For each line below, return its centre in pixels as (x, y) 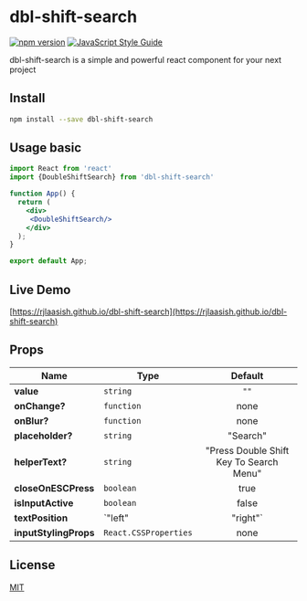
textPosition (41, 518)
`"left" (116, 518)
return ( (34, 203)
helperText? (41, 461)
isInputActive (44, 502)
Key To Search (247, 461)
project (23, 69)
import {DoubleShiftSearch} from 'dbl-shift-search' (112, 177)
